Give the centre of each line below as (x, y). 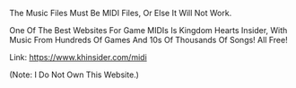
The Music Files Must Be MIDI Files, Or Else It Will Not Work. (121, 13)
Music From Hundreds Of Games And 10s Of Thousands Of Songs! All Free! (149, 40)
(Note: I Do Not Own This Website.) (74, 75)
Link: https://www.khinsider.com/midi (78, 57)
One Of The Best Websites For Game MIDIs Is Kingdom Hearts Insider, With (148, 30)
